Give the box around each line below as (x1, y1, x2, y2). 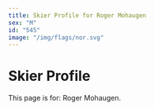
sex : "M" (8, 19, 37, 27)
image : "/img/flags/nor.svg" (8, 33, 104, 42)
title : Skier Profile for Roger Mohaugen (8, 11, 147, 20)
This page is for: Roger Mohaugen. (8, 93, 122, 103)
